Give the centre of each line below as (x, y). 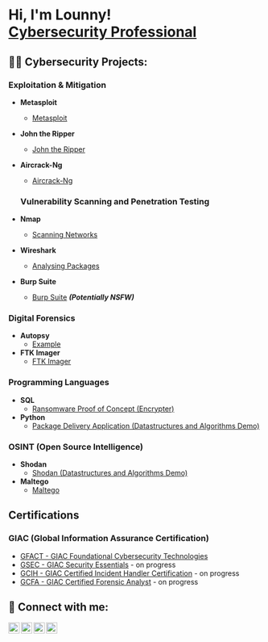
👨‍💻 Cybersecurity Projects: (78, 62)
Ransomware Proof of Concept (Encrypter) (103, 409)
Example (46, 344)
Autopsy (35, 336)
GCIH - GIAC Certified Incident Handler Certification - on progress (130, 573)
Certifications (44, 516)
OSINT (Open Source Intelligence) (76, 447)
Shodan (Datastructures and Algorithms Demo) (110, 473)
